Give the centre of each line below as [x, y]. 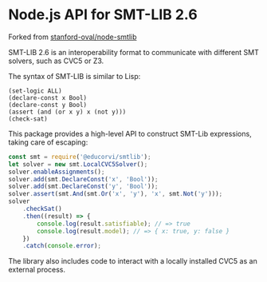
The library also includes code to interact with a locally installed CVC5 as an [133, 261]
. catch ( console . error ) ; [62, 246]
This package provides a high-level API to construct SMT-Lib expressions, [130, 133]
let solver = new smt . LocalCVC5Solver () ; [78, 164]
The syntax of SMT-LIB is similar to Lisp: [75, 76]
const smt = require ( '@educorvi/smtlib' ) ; [80, 157]
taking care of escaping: [48, 142]
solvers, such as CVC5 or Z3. [56, 61]
